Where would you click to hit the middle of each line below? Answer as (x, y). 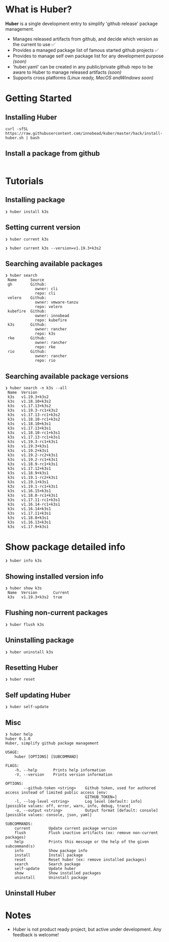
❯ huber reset (20, 680)
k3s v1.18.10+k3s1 (29, 424)
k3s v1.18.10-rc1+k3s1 (34, 433)
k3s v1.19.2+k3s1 (28, 451)
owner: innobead (52, 316)
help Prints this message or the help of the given (82, 842)
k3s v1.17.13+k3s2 (29, 406)
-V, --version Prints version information (64, 775)
